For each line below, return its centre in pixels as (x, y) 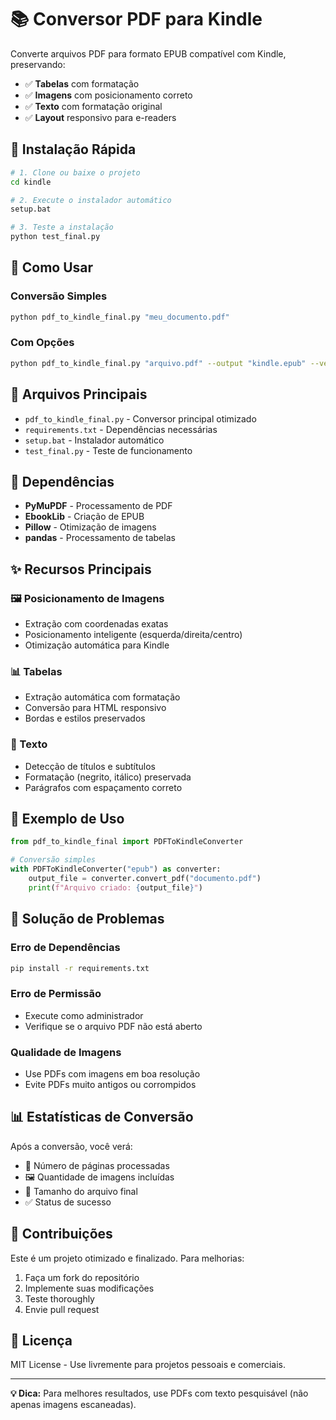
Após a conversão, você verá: (71, 1146)
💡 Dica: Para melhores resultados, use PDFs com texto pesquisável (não (159, 1393)
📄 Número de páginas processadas (97, 1165)
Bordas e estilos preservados (85, 718)
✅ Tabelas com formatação (82, 83)
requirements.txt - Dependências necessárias (121, 429)
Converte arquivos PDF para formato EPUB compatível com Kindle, (148, 53)
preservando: (38, 64)
